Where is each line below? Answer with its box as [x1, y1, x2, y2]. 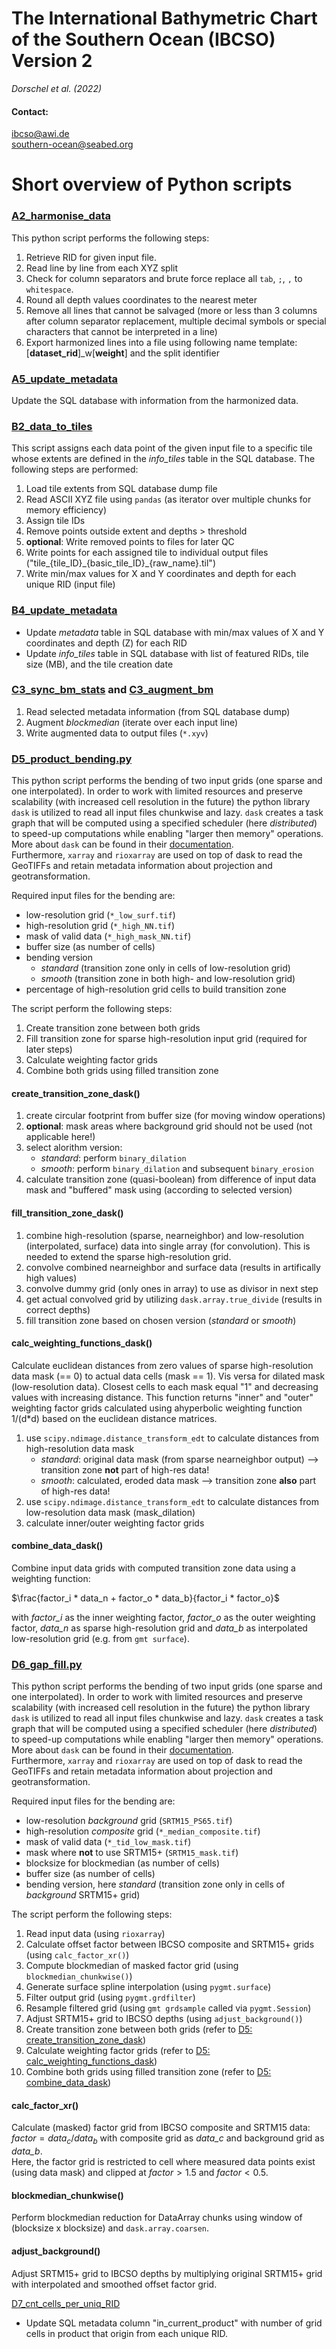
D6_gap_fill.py [11, 1657, 83, 1671]
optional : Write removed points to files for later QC [25, 536, 235, 548]
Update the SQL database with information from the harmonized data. [11, 394, 299, 406]
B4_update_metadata [11, 603, 118, 617]
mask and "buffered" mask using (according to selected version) [25, 1184, 293, 1196]
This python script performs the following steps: [11, 232, 210, 244]
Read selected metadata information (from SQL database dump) [25, 705, 291, 717]
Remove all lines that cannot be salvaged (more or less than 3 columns [25, 304, 318, 316]
